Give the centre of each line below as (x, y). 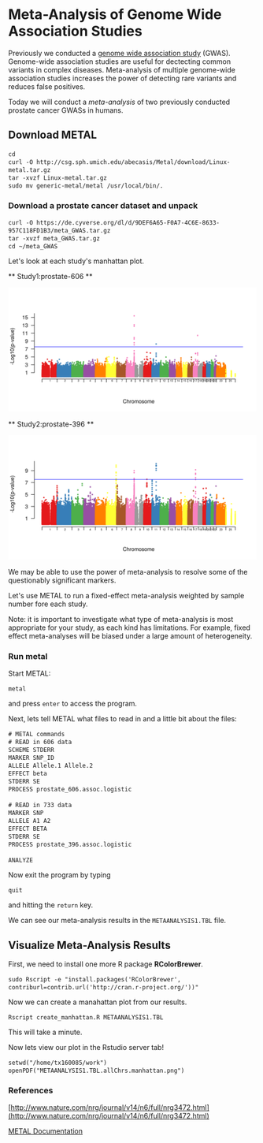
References (31, 1091)
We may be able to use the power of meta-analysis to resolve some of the (128, 572)
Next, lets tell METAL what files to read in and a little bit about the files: (123, 719)
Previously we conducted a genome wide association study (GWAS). (119, 53)
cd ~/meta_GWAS (33, 247)
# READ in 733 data (40, 806)
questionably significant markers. (62, 580)
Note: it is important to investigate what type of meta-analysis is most (121, 620)
